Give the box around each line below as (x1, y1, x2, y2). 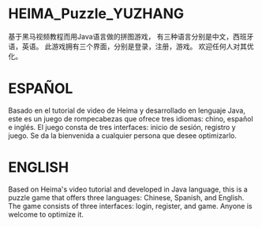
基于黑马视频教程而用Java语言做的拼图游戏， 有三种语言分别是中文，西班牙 (8, 32, 254, 41)
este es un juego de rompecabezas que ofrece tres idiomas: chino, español (8, 113, 254, 123)
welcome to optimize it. (8, 210, 84, 219)
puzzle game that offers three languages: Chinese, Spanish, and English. (8, 192, 245, 202)
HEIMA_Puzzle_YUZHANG (8, 5, 185, 23)
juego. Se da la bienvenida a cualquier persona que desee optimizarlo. (8, 131, 238, 140)
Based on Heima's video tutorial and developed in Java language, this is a (8, 184, 249, 194)
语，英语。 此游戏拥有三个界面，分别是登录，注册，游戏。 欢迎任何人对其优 (8, 41, 254, 51)
